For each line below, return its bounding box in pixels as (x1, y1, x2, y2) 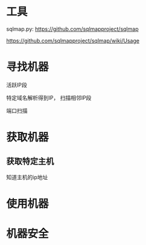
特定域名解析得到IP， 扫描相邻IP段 (6, 94, 92, 101)
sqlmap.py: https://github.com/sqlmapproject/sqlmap (6, 25, 139, 33)
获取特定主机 (6, 156, 54, 166)
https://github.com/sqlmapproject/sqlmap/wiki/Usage (6, 37, 140, 44)
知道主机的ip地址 (6, 173, 48, 181)
